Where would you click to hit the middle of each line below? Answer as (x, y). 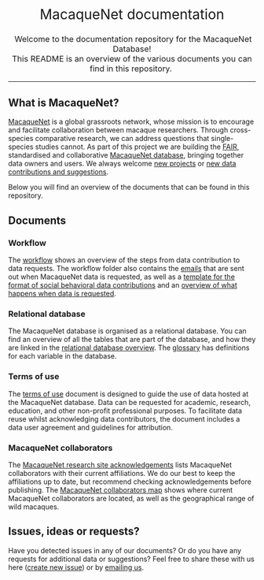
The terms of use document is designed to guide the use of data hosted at (128, 394)
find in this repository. (131, 69)
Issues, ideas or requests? (74, 532)
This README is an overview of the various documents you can (132, 59)
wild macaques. (34, 507)
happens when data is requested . (62, 293)
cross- (240, 130)
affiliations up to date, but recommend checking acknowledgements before (130, 481)
